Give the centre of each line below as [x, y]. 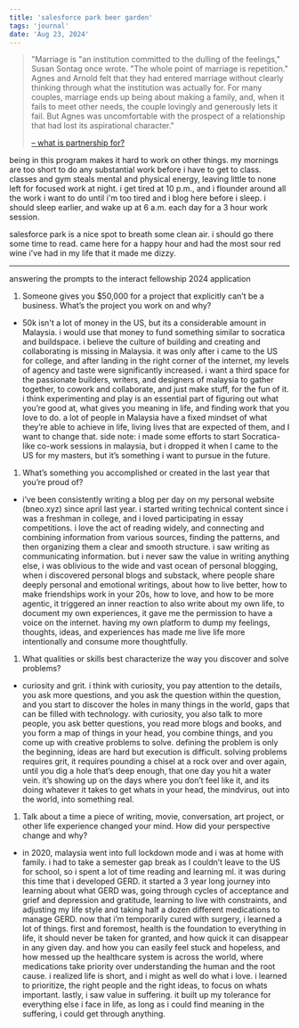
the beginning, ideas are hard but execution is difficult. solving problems [154, 752]
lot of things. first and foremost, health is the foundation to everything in [154, 929]
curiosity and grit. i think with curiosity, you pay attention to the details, [152, 686]
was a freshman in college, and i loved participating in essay [133, 519]
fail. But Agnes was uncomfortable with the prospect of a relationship [158, 116]
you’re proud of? [53, 482]
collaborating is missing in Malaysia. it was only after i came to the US [150, 351]
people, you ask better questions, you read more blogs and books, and [152, 724]
